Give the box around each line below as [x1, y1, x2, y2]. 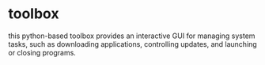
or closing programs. [8, 48, 77, 57]
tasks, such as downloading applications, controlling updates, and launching [8, 39, 257, 48]
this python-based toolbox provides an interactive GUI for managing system [8, 31, 256, 40]
